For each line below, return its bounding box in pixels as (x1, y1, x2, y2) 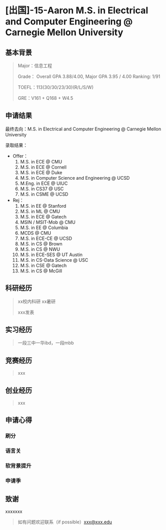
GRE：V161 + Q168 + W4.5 (17, 95, 74, 101)
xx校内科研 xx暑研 (17, 298, 56, 304)
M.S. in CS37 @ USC (20, 185, 64, 191)
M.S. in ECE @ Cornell (20, 164, 67, 170)
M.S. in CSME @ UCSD (20, 191, 69, 197)
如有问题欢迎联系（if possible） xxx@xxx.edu (17, 519, 113, 525)
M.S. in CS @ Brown (20, 240, 62, 247)
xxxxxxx (5, 508, 23, 514)
